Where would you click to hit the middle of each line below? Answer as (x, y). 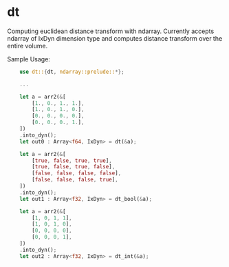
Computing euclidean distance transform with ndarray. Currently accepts (111, 31)
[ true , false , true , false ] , (74, 167)
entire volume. (28, 46)
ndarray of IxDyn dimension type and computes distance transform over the (115, 38)
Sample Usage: (29, 59)
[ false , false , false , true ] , (75, 180)
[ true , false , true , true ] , (72, 160)
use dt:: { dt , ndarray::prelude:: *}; (72, 72)
